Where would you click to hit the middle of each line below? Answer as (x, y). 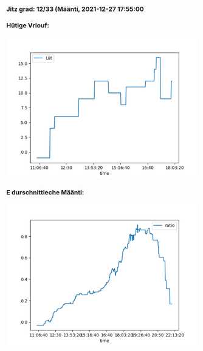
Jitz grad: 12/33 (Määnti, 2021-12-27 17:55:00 (75, 9)
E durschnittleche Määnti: (45, 193)
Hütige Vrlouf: (28, 25)
